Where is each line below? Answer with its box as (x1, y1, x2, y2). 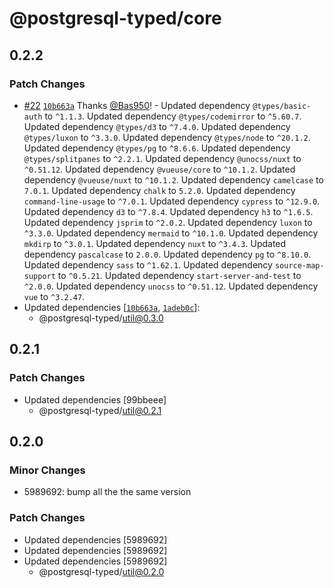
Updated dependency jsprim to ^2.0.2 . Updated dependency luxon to (23, 216, 313, 228)
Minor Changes (9, 463, 86, 477)
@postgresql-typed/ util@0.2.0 (38, 565, 165, 577)
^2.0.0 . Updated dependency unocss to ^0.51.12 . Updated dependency (23, 280, 319, 292)
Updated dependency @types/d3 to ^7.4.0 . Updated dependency (23, 120, 291, 132)
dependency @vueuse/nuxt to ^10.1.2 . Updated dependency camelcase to (23, 173, 324, 186)
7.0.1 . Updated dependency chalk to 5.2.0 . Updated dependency (23, 184, 296, 196)
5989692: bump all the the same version (23, 486, 192, 498)
